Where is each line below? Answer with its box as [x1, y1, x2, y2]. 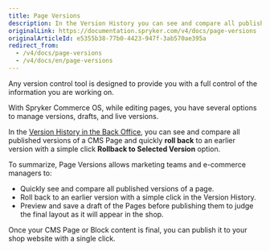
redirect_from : [8, 42, 59, 50]
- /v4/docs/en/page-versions [15, 57, 113, 65]
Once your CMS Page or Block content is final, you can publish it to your [8, 224, 247, 234]
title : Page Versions [8, 11, 81, 20]
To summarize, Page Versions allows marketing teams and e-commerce [8, 159, 247, 169]
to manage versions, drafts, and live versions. [8, 111, 159, 121]
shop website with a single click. [8, 233, 116, 243]
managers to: [8, 168, 52, 178]
